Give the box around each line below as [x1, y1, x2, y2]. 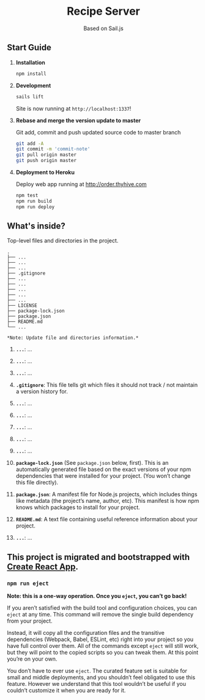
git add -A [15, 140, 44, 147]
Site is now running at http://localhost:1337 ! [15, 104, 132, 112]
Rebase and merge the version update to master [15, 117, 141, 124]
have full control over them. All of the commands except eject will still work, [7, 642, 199, 650]
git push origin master [15, 158, 77, 164]
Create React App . [7, 561, 79, 572]
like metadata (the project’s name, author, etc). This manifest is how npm [15, 497, 199, 505]
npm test [15, 192, 39, 198]
